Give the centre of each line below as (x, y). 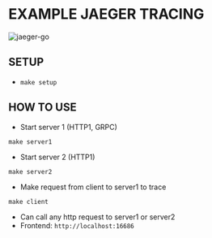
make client (28, 201)
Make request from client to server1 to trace (93, 187)
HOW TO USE (42, 108)
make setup (38, 82)
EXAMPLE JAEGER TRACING (106, 14)
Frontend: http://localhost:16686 (77, 225)
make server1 (30, 142)
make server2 (30, 171)
